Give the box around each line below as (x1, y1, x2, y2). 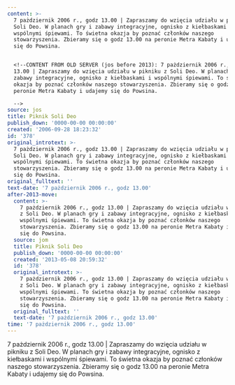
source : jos (7, 106, 42, 114)
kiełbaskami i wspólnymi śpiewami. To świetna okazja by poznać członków (7, 355, 222, 363)
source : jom (13, 236, 49, 243)
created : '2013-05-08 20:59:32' (13, 256, 108, 263)
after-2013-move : (7, 191, 58, 198)
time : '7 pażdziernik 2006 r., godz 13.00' (7, 321, 136, 328)
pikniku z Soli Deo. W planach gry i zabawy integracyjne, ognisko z (7, 347, 201, 356)
